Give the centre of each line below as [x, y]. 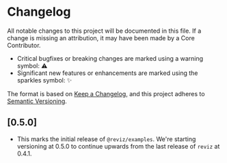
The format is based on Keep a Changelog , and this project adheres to [106, 93]
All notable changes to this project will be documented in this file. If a [104, 31]
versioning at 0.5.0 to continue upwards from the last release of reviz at [118, 146]
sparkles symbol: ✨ [44, 80]
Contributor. [24, 45]
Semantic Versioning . [37, 101]
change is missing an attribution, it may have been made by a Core [101, 38]
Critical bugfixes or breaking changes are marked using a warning [110, 58]
